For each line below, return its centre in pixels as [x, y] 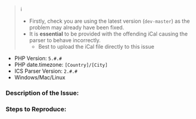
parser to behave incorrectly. [65, 40]
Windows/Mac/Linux [40, 77]
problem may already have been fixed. [76, 27]
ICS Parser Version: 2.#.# [46, 71]
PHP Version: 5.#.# [38, 58]
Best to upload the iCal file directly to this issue [96, 47]
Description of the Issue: [42, 93]
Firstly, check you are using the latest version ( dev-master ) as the [109, 21]
